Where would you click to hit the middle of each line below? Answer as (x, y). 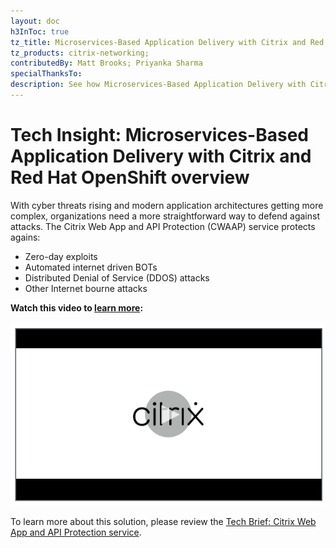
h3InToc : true (40, 31)
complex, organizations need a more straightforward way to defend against (165, 216)
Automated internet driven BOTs (91, 267)
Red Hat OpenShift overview (130, 177)
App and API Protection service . (76, 532)
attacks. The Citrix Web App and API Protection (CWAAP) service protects (163, 226)
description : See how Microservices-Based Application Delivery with (158, 85)
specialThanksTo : (46, 74)
